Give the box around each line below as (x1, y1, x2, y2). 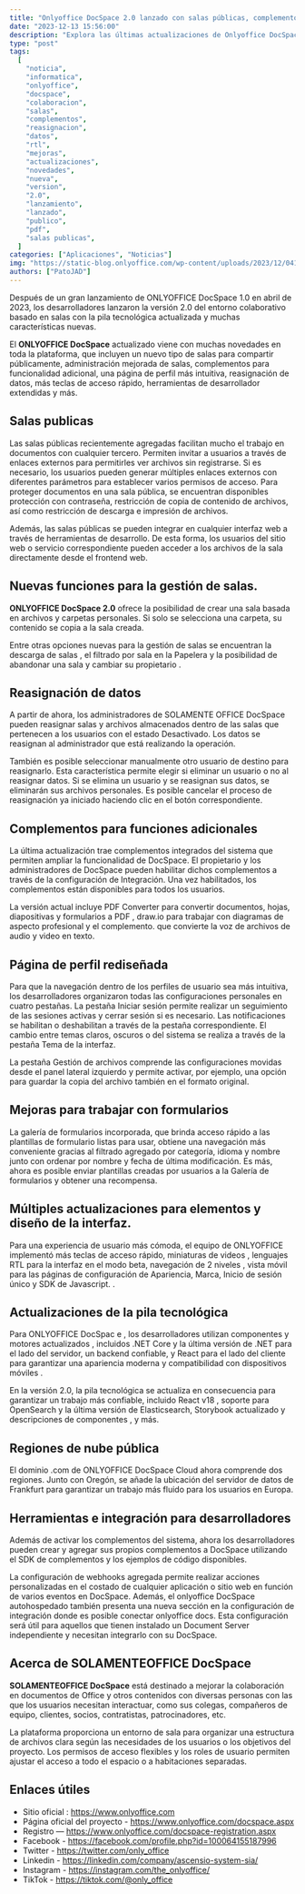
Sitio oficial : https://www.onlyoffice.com (22, 1806, 175, 1817)
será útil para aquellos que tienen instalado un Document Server (9, 1620, 250, 1630)
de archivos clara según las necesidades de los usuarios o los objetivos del (9, 1736, 291, 1747)
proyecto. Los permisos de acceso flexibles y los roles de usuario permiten (9, 1746, 290, 1757)
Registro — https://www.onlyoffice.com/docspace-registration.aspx (22, 1826, 277, 1837)
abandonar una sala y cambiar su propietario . (9, 659, 182, 670)
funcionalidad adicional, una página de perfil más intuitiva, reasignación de (9, 368, 290, 379)
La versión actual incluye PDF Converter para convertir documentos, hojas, (9, 902, 290, 913)
